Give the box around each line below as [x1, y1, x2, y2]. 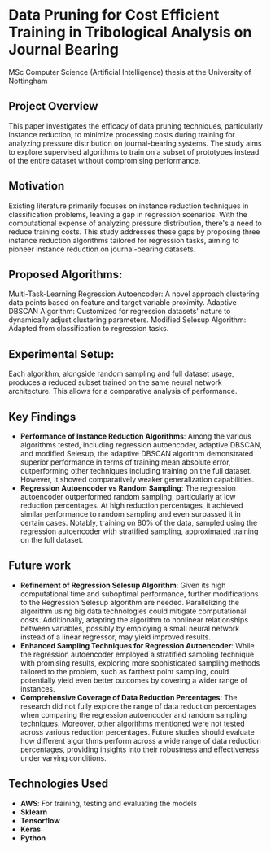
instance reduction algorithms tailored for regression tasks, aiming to [8, 235, 240, 245]
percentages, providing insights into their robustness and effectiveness [20, 744, 260, 754]
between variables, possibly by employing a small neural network [20, 623, 240, 633]
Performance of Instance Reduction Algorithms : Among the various [20, 431, 252, 441]
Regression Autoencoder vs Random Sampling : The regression [20, 483, 236, 493]
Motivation [8, 179, 65, 193]
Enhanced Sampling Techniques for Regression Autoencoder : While [20, 640, 255, 650]
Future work [8, 559, 72, 573]
